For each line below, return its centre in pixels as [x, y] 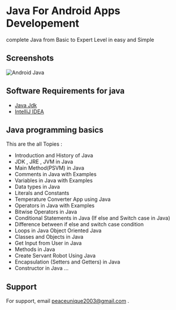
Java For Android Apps [63, 11]
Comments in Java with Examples [56, 174]
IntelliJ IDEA [29, 111]
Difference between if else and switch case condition [79, 225]
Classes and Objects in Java [49, 237]
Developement [43, 23]
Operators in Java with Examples [54, 206]
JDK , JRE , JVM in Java [44, 162]
